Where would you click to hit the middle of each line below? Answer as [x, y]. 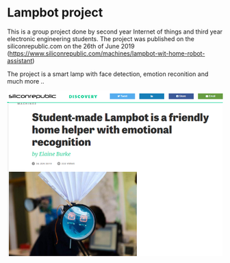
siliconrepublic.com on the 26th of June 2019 [71, 46]
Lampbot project [55, 13]
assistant [20, 60]
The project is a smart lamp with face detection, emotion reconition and [108, 74]
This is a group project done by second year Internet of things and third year [115, 32]
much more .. [26, 81]
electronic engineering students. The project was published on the [101, 38]
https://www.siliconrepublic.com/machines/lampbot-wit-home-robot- [107, 53]
